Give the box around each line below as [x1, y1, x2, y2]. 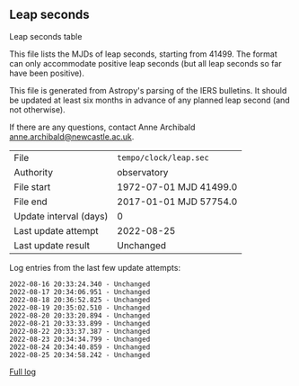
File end [13, 195, 48, 208]
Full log [9, 366, 37, 377]
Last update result [13, 238, 91, 251]
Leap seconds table [9, 31, 83, 41]
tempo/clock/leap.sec [116, 152, 209, 163]
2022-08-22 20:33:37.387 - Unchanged [9, 327, 151, 336]
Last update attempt [13, 224, 99, 237]
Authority [13, 166, 54, 178]
